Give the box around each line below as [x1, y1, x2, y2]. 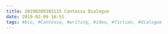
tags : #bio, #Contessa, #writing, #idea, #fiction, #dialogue [6, 19, 162, 25]
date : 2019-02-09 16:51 [6, 14, 65, 20]
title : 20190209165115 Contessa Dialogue [6, 8, 110, 14]
